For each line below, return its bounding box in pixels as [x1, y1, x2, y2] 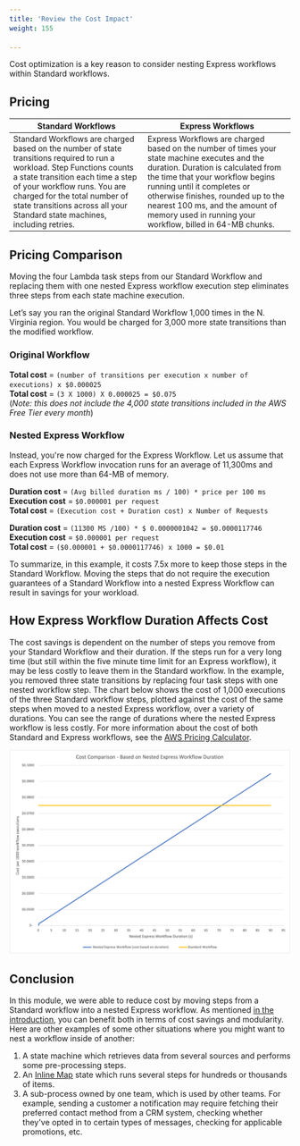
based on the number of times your [146, 143, 277, 154]
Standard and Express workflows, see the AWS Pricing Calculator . [9, 731, 252, 742]
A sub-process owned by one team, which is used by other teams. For [21, 1089, 281, 1100]
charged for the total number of [12, 190, 129, 201]
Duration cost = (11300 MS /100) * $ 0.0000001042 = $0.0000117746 [9, 522, 262, 533]
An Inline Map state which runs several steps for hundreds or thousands [21, 1069, 287, 1081]
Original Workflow [9, 349, 90, 361]
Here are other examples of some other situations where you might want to [9, 1024, 286, 1034]
